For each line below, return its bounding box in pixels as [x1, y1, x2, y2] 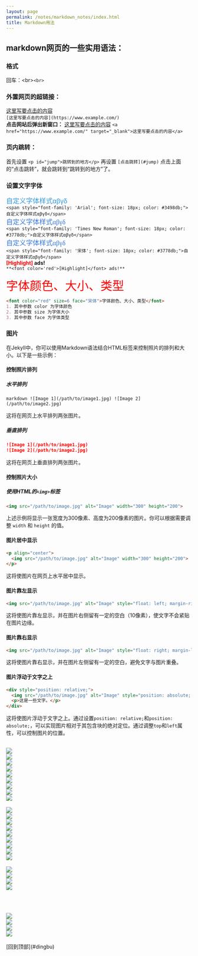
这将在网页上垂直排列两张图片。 [6, 459, 84, 466]
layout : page [6, 8, 38, 15]
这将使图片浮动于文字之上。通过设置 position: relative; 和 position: [6, 715, 173, 722]
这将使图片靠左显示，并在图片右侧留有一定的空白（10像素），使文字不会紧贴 [6, 612, 190, 619]
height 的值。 [34, 522, 67, 529]
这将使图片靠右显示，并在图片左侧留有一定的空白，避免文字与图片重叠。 [6, 659, 181, 666]
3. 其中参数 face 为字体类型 [6, 314, 70, 320]
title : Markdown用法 [6, 19, 55, 25]
